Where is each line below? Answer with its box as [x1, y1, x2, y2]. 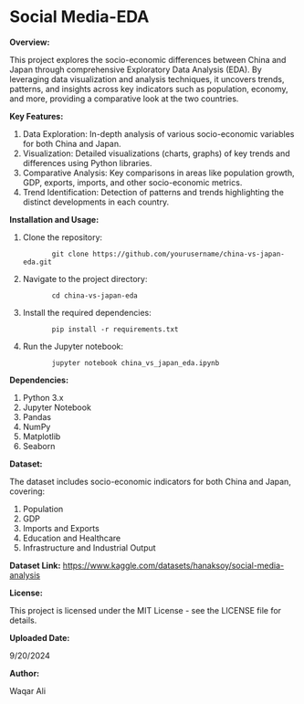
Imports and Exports [22, 522, 100, 533]
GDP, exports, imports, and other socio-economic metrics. [22, 176, 243, 188]
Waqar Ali [9, 685, 47, 696]
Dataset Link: [9, 560, 61, 571]
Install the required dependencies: [22, 307, 152, 318]
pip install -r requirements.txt [51, 324, 179, 334]
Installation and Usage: [9, 214, 100, 225]
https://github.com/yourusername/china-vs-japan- [92, 249, 285, 258]
